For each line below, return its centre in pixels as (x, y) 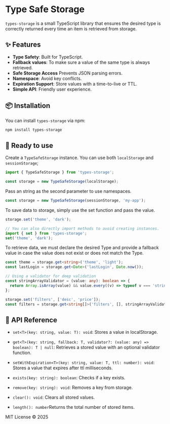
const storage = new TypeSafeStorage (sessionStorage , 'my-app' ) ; (75, 201)
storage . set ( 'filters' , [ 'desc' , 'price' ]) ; (53, 299)
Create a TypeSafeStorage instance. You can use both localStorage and (79, 158)
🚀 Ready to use (29, 145)
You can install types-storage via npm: (45, 121)
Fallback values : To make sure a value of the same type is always (81, 62)
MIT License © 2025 (27, 417)
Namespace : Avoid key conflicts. (47, 78)
